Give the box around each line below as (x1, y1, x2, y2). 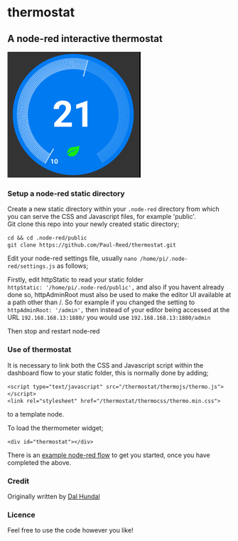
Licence (7, 510, 36, 520)
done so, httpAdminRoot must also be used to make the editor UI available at (7, 291, 232, 299)
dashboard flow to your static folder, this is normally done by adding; (7, 368, 209, 377)
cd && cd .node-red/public (7, 235, 87, 242)
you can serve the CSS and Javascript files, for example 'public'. (7, 213, 197, 221)
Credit (7, 476, 30, 486)
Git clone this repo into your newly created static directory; (7, 220, 180, 228)
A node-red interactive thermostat (7, 33, 163, 45)
